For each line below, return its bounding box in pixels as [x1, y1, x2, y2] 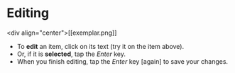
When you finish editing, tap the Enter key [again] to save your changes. [16, 57, 229, 65]
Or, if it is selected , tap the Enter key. [16, 50, 126, 58]
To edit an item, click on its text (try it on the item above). [16, 42, 185, 50]
